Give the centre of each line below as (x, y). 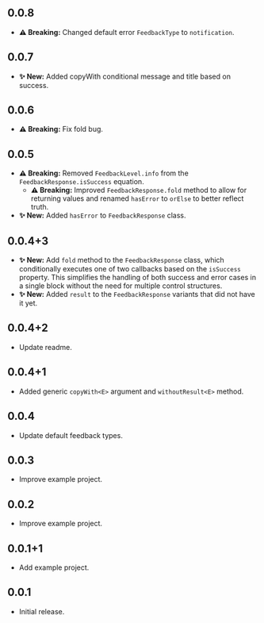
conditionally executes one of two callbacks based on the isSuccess (130, 269)
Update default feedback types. (71, 435)
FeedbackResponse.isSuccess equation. (81, 182)
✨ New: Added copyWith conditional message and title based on (125, 76)
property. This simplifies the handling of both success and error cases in (138, 278)
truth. (40, 207)
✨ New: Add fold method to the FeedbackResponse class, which (122, 260)
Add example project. (54, 567)
